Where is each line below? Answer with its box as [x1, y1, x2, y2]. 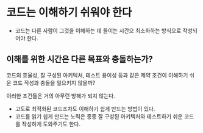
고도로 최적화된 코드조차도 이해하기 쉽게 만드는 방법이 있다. [15, 105, 155, 112]
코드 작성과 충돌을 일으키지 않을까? [12, 79, 96, 86]
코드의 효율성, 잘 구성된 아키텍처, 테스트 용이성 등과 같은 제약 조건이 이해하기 [6, 71, 188, 79]
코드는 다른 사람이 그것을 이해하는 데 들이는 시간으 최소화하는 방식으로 [15, 27, 182, 34]
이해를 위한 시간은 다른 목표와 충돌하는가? [6, 54, 154, 65]
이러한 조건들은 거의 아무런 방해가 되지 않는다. [6, 92, 116, 99]
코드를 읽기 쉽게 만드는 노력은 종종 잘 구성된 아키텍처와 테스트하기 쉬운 [15, 112, 183, 120]
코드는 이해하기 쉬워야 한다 [6, 5, 132, 20]
